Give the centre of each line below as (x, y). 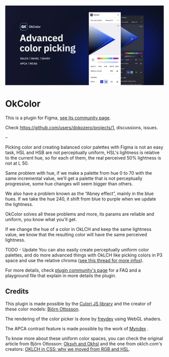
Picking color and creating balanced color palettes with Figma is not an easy (84, 147)
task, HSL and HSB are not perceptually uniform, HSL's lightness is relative (82, 152)
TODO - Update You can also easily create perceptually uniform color (77, 249)
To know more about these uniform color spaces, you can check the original (84, 338)
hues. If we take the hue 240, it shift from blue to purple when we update (81, 199)
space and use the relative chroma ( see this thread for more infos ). (74, 260)
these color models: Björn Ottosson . (43, 309)
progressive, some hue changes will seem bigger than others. (69, 184)
